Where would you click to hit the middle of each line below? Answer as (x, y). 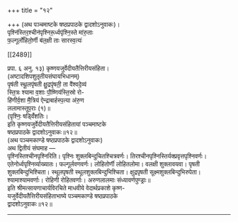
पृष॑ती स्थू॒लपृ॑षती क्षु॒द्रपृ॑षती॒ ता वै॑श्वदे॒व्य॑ (47, 84)
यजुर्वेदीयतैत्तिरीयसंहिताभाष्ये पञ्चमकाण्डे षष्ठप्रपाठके (63, 196)
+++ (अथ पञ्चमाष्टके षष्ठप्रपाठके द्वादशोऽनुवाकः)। (64, 24)
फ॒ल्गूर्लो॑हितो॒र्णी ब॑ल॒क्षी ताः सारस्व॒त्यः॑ (45, 40)
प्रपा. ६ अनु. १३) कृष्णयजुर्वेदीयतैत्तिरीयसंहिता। (58, 68)
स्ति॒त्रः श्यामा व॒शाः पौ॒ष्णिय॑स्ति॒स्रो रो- (46, 92)
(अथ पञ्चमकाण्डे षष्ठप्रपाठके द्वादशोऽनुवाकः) (55, 140)
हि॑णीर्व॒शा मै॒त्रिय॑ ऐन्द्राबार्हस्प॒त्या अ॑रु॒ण (46, 100)
